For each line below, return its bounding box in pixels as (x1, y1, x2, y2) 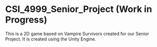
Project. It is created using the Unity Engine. (5, 36, 97, 42)
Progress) (5, 14, 48, 25)
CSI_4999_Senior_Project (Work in (5, 3, 152, 15)
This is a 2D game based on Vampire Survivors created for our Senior (5, 30, 149, 36)
